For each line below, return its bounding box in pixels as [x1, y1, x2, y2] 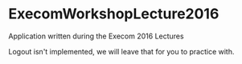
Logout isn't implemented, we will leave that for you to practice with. [8, 46, 235, 56]
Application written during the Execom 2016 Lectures [8, 31, 184, 41]
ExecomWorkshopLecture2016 [8, 5, 219, 23]
